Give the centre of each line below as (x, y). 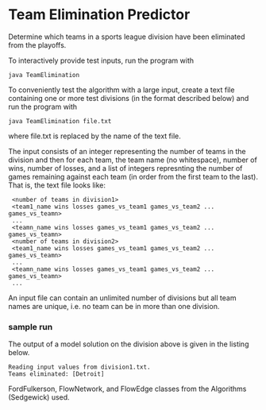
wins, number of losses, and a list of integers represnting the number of (125, 168)
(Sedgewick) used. (39, 397)
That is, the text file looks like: (57, 185)
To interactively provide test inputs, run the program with (101, 60)
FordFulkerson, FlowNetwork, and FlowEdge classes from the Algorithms (127, 389)
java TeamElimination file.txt (60, 121)
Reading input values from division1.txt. (79, 367)
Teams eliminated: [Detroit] (56, 374)
